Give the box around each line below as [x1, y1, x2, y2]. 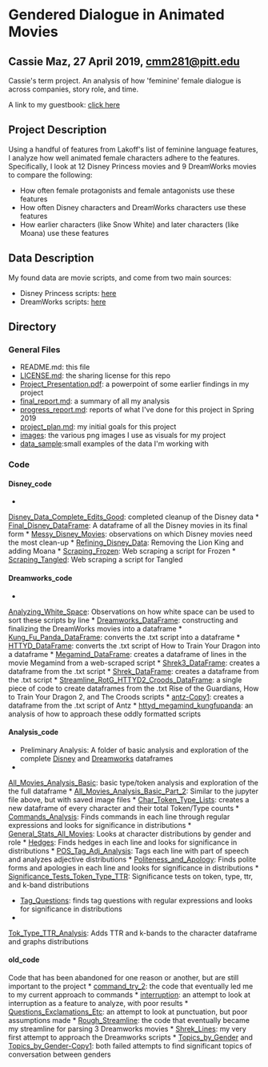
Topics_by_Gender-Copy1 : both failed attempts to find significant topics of [8, 1041, 252, 1051]
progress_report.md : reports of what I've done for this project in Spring [19, 405, 254, 415]
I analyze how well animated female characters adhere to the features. [8, 152, 240, 162]
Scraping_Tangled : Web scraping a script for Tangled [8, 555, 183, 565]
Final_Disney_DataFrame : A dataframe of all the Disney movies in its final [8, 521, 248, 530]
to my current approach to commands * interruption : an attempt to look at [8, 990, 250, 1000]
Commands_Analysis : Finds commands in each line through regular [8, 812, 230, 822]
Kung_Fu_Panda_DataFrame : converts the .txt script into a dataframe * [8, 632, 241, 642]
